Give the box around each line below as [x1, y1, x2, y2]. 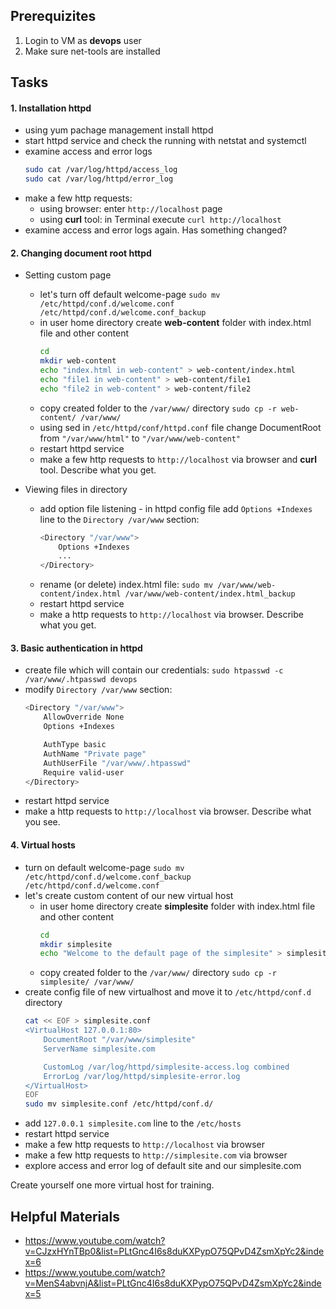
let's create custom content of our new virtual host [24, 889, 234, 901]
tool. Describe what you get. [39, 464, 157, 476]
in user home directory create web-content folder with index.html [39, 317, 312, 329]
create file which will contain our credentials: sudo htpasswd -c [24, 664, 284, 676]
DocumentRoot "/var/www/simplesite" [43, 1035, 196, 1045]
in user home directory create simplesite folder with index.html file [39, 900, 316, 912]
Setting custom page [24, 269, 112, 281]
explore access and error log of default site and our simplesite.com [24, 1160, 302, 1172]
